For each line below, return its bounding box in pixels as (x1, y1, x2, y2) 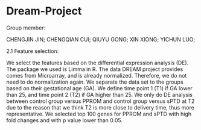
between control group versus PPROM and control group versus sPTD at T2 (6, 97, 195, 105)
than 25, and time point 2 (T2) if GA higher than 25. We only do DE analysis (6, 91, 193, 98)
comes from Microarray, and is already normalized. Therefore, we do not (6, 72, 187, 79)
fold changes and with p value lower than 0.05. (6, 116, 123, 124)
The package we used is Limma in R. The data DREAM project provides (6, 65, 183, 73)
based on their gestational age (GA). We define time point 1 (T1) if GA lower (6, 84, 193, 91)
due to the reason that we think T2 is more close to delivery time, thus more (6, 104, 194, 111)
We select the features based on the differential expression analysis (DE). (6, 59, 189, 66)
